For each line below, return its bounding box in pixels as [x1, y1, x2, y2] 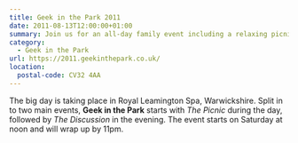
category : [9, 37, 46, 47]
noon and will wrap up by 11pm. [9, 123, 124, 134]
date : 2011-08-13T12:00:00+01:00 [9, 21, 133, 30]
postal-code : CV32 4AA [17, 71, 101, 80]
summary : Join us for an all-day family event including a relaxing [9, 29, 268, 38]
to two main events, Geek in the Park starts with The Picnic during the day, [9, 104, 283, 115]
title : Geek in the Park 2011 [9, 12, 122, 22]
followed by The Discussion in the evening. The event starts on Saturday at [9, 114, 283, 124]
